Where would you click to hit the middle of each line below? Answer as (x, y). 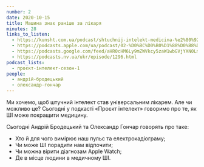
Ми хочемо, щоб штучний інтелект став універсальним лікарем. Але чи (99, 102)
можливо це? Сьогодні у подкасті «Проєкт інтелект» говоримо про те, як (101, 109)
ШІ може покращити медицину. (47, 115)
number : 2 (19, 12)
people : (16, 74)
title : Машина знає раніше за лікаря (54, 23)
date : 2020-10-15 (28, 18)
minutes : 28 (21, 29)
